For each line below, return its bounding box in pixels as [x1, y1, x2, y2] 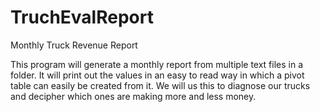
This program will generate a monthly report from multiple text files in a [10, 58, 304, 70]
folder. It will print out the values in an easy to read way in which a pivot [10, 69, 305, 81]
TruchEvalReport [10, 6, 154, 29]
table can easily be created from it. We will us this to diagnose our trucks [10, 79, 311, 91]
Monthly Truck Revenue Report [10, 39, 138, 51]
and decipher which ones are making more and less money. [10, 90, 257, 102]
